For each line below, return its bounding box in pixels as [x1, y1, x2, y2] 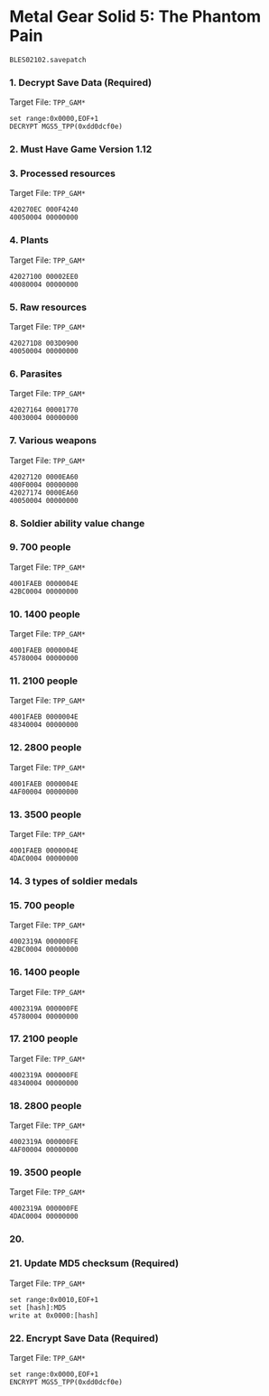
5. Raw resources [9, 301, 88, 313]
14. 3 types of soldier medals [9, 874, 138, 887]
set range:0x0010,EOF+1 [9, 1295, 99, 1304]
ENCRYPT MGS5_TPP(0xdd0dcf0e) [9, 1377, 124, 1387]
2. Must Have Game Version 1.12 [9, 143, 153, 155]
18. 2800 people [9, 1099, 82, 1112]
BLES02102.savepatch [9, 55, 88, 64]
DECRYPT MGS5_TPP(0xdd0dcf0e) [9, 122, 124, 132]
